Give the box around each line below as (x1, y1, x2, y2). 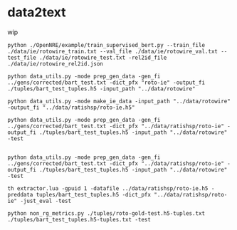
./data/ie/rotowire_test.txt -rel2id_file (38, 54, 167, 61)
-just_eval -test (20, 197, 72, 204)
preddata (7, 191, 33, 198)
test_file (7, 54, 37, 61)
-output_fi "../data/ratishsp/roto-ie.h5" (7, 104, 135, 111)
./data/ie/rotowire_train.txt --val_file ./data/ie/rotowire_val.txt (7, 48, 218, 55)
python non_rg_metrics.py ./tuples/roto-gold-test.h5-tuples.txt (7, 209, 205, 217)
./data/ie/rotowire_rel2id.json (7, 60, 103, 68)
